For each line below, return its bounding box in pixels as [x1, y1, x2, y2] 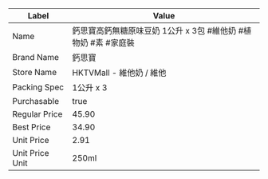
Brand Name [12, 52, 60, 62]
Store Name [12, 67, 57, 78]
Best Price [12, 121, 51, 133]
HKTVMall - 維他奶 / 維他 [72, 67, 167, 78]
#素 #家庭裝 [90, 38, 135, 48]
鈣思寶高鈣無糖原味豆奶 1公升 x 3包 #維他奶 [72, 26, 237, 36]
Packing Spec [12, 82, 65, 93]
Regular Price [12, 109, 63, 119]
